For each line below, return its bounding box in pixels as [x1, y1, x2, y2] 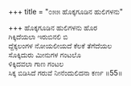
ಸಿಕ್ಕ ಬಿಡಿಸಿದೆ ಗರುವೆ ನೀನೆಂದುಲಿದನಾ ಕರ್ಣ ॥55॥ [8, 68, 123, 77]
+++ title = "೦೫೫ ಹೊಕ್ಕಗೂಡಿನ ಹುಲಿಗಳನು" [8, 7, 123, 16]
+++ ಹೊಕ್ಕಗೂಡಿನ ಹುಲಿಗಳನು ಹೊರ [8, 23, 98, 32]
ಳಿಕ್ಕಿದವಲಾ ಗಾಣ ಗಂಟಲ [8, 59, 64, 68]
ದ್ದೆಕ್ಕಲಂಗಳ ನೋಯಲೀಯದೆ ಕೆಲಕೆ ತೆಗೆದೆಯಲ [8, 41, 113, 51]
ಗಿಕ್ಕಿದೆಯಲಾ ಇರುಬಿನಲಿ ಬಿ [8, 32, 68, 41]
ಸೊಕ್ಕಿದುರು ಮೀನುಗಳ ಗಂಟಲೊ [8, 50, 82, 59]
